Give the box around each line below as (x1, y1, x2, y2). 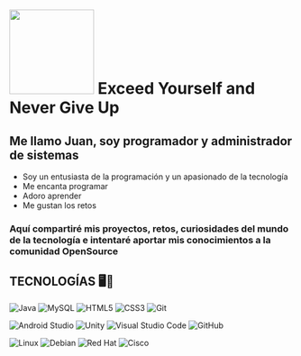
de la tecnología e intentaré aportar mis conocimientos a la (9, 233, 271, 246)
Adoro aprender (22, 190, 82, 201)
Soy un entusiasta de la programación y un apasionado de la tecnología (22, 171, 288, 182)
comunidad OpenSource (9, 244, 119, 257)
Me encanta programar (22, 181, 108, 191)
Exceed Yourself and (97, 78, 255, 99)
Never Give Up (9, 97, 120, 118)
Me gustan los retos (22, 200, 97, 211)
